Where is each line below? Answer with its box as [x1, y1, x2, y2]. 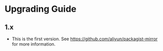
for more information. [11, 41, 56, 47]
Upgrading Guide [4, 3, 77, 15]
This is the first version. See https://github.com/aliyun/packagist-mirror [11, 36, 158, 42]
